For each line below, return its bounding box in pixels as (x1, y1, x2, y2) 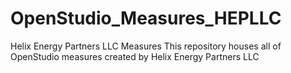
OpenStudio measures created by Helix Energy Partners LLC (10, 50, 260, 62)
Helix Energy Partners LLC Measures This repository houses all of (10, 40, 282, 52)
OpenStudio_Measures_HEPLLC (10, 7, 282, 30)
